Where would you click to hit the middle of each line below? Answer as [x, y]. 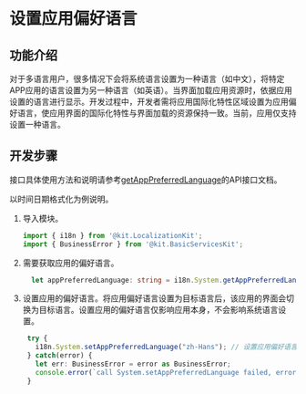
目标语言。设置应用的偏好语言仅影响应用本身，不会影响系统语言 [158, 310]
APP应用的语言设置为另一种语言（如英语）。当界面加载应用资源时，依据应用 [151, 90]
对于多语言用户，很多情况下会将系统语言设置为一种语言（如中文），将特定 [147, 79]
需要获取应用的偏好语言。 [71, 263]
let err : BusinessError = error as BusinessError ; [133, 364]
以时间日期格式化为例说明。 [61, 199]
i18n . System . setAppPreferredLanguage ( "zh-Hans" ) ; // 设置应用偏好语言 [166, 347]
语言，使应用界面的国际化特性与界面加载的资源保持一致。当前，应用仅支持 [157, 113]
